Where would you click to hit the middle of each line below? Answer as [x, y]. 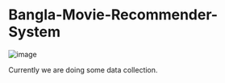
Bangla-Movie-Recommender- [113, 15]
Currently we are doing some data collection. [83, 69]
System [35, 32]
